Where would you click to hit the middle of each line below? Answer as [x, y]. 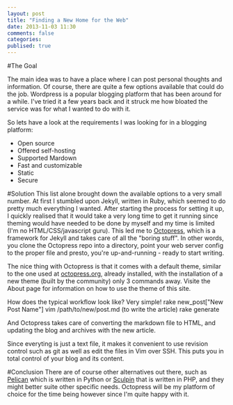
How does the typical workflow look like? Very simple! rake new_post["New [115, 302]
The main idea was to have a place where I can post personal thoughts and [115, 79]
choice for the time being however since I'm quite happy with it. [98, 394]
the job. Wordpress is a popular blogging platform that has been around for [114, 94]
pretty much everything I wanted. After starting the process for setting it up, [116, 208]
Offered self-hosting [46, 151]
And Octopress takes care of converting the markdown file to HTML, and [111, 323]
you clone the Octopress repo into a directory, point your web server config [115, 245]
